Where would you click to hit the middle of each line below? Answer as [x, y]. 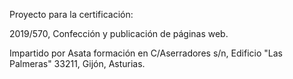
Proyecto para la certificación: [71, 14]
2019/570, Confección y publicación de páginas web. [119, 33]
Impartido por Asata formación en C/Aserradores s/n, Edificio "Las [146, 53]
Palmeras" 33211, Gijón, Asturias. [77, 63]
